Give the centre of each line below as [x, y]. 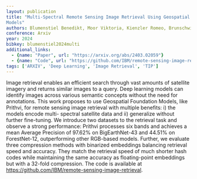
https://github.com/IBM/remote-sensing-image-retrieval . [74, 170]
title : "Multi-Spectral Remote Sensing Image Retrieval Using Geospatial [98, 17]
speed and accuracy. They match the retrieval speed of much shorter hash [96, 151]
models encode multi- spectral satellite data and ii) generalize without [90, 114]
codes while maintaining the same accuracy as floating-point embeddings [96, 158]
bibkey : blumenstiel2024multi [43, 45]
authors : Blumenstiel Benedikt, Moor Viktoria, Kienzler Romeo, [86, 28]
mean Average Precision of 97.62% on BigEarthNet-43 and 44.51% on [91, 133]
